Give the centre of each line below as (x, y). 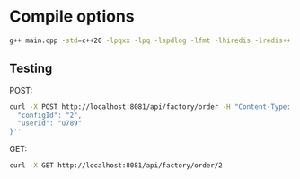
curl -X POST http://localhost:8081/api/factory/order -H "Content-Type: (150, 107)
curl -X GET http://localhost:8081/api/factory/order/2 (116, 166)
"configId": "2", (50, 115)
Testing (31, 69)
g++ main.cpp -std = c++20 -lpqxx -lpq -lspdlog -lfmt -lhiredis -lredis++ (150, 40)
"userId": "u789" (50, 123)
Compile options (72, 17)
